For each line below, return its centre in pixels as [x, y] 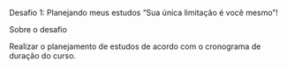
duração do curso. [43, 55]
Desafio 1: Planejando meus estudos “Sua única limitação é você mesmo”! [143, 13]
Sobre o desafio [38, 29]
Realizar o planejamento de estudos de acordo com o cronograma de [135, 46]
